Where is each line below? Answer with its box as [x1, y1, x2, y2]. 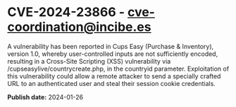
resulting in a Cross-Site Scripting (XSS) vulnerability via [7, 57, 171, 65]
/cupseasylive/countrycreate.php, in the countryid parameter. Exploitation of [7, 64, 230, 73]
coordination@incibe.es [7, 19, 151, 35]
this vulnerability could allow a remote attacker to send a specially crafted [7, 71, 221, 80]
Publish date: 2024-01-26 [7, 92, 83, 101]
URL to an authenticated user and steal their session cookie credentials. [7, 79, 216, 87]
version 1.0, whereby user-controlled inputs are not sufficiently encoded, [7, 50, 218, 58]
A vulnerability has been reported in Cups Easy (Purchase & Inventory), [7, 42, 214, 50]
